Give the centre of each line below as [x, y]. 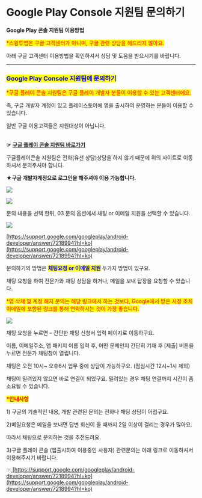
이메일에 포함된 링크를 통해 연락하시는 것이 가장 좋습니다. [73, 309]
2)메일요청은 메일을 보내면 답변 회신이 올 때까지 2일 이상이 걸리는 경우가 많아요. [99, 425]
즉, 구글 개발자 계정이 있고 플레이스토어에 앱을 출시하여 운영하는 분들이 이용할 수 [100, 105]
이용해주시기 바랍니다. [32, 458]
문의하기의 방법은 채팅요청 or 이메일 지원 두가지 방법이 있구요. [78, 268]
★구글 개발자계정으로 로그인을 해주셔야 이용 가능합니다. [71, 178]
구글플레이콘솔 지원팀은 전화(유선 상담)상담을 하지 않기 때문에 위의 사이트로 [94, 158]
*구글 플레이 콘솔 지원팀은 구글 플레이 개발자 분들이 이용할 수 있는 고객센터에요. [99, 93]
